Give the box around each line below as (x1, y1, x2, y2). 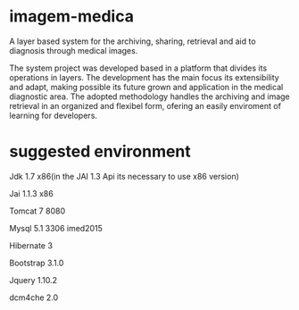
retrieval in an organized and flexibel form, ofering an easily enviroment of (9, 100, 281, 111)
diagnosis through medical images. (9, 45, 138, 55)
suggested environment (9, 141, 192, 162)
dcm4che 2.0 (9, 292, 59, 303)
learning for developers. (9, 110, 98, 121)
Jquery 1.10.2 (9, 274, 58, 285)
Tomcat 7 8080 (9, 205, 65, 216)
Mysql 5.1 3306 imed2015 (9, 222, 103, 233)
